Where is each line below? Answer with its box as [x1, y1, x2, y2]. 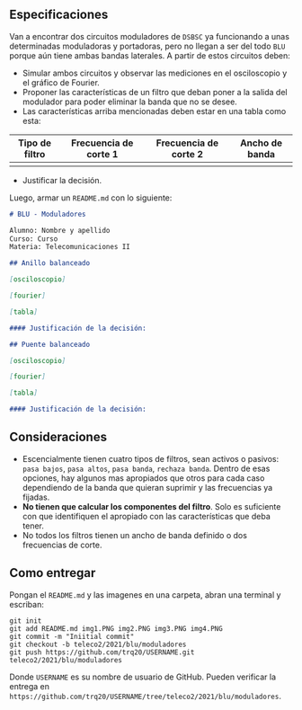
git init [9, 616, 42, 626]
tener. [22, 520, 45, 531]
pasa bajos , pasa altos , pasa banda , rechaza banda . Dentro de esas [22, 463, 271, 474]
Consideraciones [9, 430, 108, 445]
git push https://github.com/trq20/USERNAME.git [9, 647, 195, 657]
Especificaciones [9, 7, 109, 22]
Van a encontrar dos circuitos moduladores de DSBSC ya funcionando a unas [9, 31, 290, 41]
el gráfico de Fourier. [22, 76, 101, 88]
